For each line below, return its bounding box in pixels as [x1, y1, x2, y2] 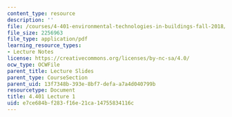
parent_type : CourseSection [7, 74, 88, 81]
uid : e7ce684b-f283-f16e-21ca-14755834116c [7, 100, 135, 107]
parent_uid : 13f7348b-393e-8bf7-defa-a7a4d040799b [7, 81, 156, 87]
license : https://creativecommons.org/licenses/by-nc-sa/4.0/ [7, 55, 190, 62]
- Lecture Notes [7, 49, 54, 56]
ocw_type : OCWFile [7, 61, 60, 68]
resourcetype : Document [7, 87, 76, 94]
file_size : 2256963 [7, 29, 64, 36]
